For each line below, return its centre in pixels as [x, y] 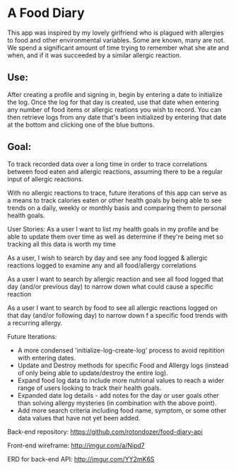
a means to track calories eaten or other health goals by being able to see [115, 200]
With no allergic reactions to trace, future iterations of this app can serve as [117, 193]
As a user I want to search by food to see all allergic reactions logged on [112, 308]
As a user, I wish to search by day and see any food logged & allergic [108, 258]
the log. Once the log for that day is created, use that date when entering [113, 102]
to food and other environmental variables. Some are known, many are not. [116, 40]
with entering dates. [47, 357]
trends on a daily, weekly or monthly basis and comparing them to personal [117, 207]
